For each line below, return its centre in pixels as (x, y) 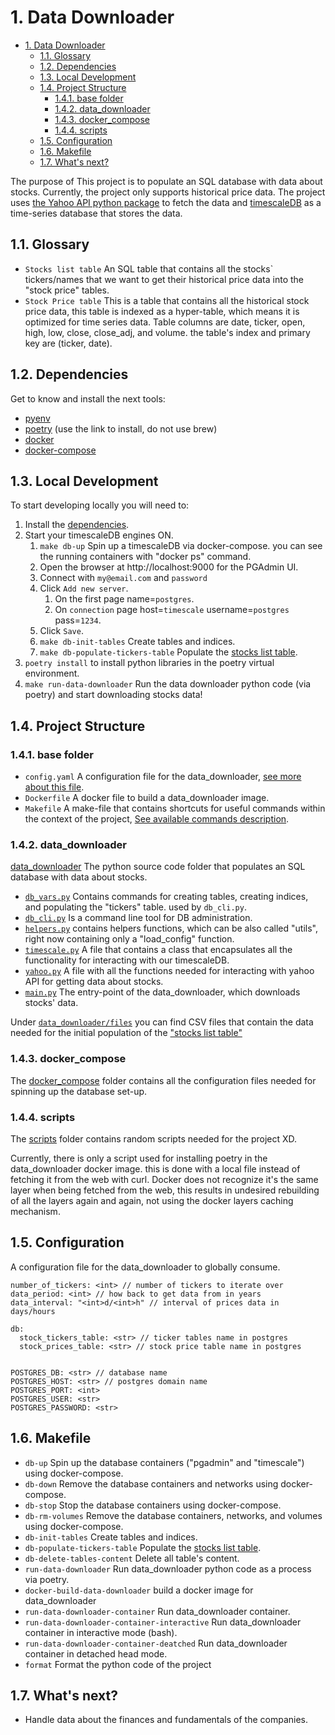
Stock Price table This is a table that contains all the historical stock (167, 300)
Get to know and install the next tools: (88, 398)
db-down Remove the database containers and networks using (151, 1483)
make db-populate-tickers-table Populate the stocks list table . (168, 652)
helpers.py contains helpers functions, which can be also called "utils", (171, 928)
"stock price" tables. (67, 290)
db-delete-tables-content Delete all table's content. (132, 1558)
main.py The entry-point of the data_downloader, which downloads (162, 992)
